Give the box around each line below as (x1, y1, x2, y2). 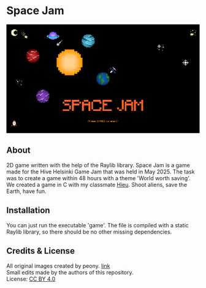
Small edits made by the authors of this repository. (6, 268, 134, 276)
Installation (6, 205, 50, 216)
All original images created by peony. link (6, 262, 110, 270)
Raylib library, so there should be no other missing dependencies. (6, 228, 172, 235)
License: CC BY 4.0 (6, 275, 56, 282)
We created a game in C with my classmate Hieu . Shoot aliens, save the (6, 181, 188, 188)
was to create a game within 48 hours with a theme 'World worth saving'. (6, 174, 191, 181)
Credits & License (6, 246, 75, 256)
